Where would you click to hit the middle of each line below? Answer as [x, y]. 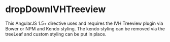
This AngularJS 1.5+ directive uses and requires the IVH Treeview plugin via [84, 23]
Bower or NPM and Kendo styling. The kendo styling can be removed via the [85, 28]
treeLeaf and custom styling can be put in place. [56, 34]
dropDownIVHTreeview [56, 9]
